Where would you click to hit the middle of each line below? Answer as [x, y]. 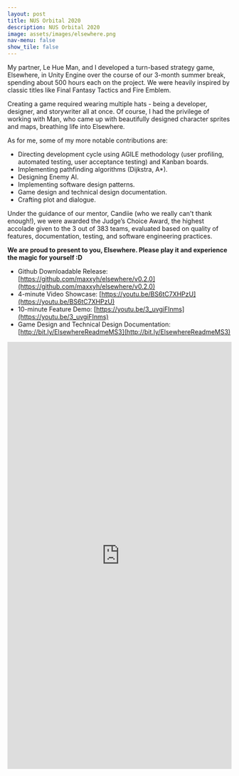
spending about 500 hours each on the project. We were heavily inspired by [118, 82]
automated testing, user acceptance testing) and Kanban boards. [113, 162]
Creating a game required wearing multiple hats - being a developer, [107, 104]
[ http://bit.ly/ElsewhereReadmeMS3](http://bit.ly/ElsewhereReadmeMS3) [124, 332]
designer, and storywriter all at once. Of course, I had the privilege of [108, 112]
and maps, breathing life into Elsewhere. [66, 126]
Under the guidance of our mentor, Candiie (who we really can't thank [110, 213]
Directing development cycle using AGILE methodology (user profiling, [121, 154]
